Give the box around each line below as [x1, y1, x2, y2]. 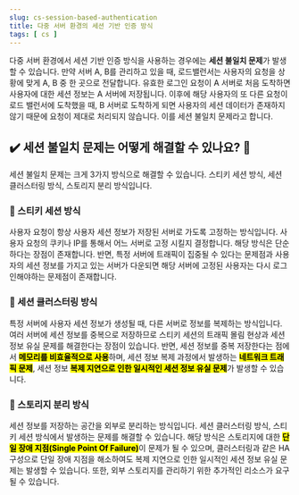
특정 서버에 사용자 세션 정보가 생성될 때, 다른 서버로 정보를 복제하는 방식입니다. [9, 318, 283, 329]
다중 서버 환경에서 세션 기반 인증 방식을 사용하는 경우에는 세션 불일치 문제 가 [9, 55, 270, 66]
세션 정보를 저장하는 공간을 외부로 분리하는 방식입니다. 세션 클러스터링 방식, [9, 421, 271, 432]
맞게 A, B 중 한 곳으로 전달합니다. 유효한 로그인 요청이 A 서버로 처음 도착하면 [25, 78, 291, 88]
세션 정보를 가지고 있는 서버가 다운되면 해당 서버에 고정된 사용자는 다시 [25, 260, 271, 271]
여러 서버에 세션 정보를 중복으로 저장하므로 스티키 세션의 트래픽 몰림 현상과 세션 [9, 329, 286, 340]
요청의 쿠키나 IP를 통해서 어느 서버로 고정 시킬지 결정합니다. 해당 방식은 [25, 238, 274, 248]
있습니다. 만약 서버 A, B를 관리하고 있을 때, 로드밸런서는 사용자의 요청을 [28, 66, 277, 77]
